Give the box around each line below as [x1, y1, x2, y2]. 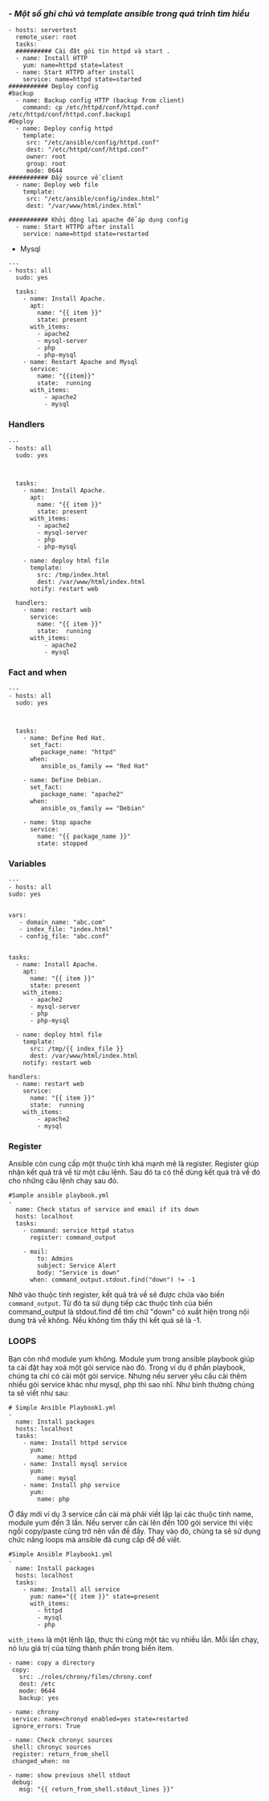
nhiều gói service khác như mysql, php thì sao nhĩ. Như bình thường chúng [8, 1379, 255, 1389]
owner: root [26, 153, 67, 161]
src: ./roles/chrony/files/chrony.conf [18, 1672, 153, 1681]
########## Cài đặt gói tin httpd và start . [15, 47, 171, 55]
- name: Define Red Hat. [22, 733, 106, 742]
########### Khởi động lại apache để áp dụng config [8, 216, 189, 224]
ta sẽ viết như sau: [8, 1388, 70, 1398]
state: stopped [37, 839, 88, 847]
